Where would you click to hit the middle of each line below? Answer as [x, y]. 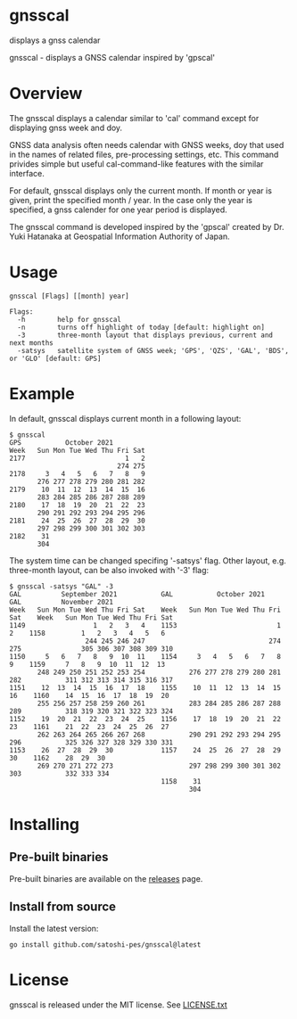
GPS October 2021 [62, 442]
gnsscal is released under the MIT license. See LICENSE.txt [118, 1005]
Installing [45, 824]
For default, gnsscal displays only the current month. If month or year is [140, 190]
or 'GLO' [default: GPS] [55, 358]
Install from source [63, 907]
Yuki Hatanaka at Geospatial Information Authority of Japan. [120, 236]
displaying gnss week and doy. [66, 127]
